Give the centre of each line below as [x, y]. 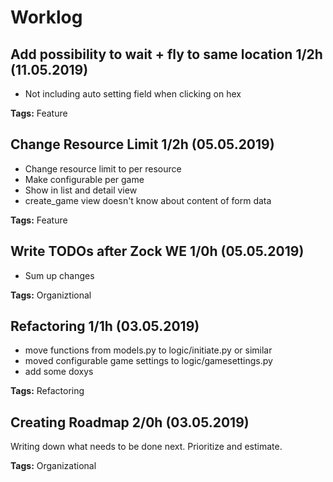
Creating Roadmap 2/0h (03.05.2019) [130, 422]
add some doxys [59, 372]
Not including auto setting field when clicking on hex [133, 94]
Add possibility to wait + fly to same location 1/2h [166, 54]
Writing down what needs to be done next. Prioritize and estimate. [146, 447]
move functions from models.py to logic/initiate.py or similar [148, 350]
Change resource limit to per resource [103, 168]
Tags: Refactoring [47, 391]
